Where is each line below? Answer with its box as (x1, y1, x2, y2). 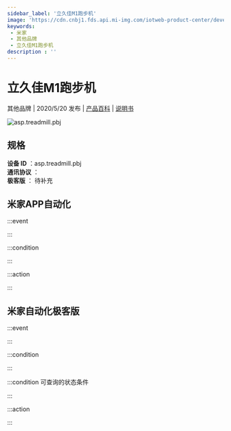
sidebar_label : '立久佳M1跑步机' (7, 10, 97, 17)
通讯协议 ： (7, 168, 39, 176)
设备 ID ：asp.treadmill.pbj (7, 159, 82, 167)
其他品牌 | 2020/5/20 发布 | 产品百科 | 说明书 (7, 104, 134, 112)
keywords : (7, 23, 36, 30)
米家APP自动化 (7, 199, 71, 210)
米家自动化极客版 (7, 305, 80, 317)
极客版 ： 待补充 (7, 176, 53, 184)
